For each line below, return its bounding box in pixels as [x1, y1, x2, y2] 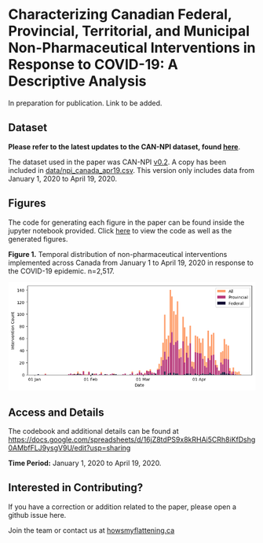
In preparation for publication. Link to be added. [8, 98, 163, 108]
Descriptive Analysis [8, 72, 147, 90]
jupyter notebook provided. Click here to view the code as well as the [8, 226, 232, 235]
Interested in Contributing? [8, 481, 144, 494]
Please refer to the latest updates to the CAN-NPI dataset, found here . [8, 141, 241, 151]
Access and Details [8, 405, 104, 419]
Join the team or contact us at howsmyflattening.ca [8, 525, 175, 535]
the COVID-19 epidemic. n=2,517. [8, 266, 115, 276]
